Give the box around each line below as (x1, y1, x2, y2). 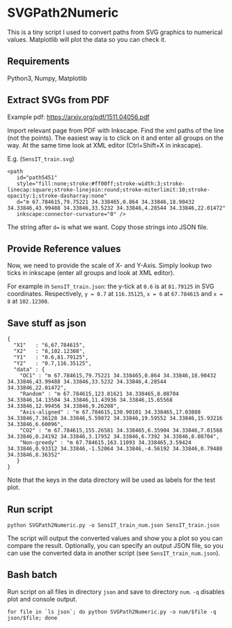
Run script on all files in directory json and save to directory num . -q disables (7, 587, 225, 596)
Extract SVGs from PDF (7, 94, 109, 106)
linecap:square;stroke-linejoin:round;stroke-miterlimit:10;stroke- (7, 186, 210, 193)
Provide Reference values (7, 242, 121, 255)
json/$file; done (7, 614, 58, 621)
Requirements (7, 56, 70, 68)
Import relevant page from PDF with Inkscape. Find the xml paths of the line (7, 126, 224, 134)
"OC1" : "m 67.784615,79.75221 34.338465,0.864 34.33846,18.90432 (20, 372, 217, 379)
